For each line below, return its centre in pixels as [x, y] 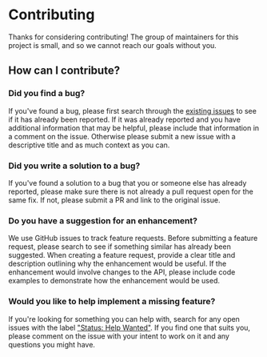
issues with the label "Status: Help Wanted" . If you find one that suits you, [129, 327]
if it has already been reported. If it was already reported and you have [125, 119]
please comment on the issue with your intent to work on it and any [119, 336]
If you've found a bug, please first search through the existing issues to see [133, 110]
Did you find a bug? [47, 94]
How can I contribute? [64, 71]
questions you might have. [52, 344]
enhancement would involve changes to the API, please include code [122, 272]
